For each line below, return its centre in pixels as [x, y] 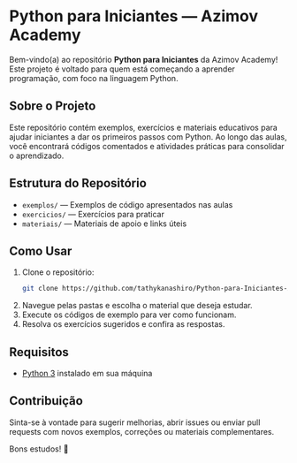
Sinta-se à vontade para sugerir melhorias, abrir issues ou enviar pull [135, 422]
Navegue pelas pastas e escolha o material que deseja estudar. [137, 306]
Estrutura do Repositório [78, 183]
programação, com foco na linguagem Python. [94, 78]
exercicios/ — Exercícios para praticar [93, 214]
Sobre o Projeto [53, 106]
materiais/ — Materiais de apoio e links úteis [104, 224]
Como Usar [41, 250]
